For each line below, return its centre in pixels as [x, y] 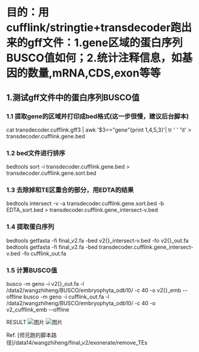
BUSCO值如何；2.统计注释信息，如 [94, 58]
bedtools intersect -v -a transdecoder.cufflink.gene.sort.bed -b [85, 203]
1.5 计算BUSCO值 [32, 270]
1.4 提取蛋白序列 [30, 227]
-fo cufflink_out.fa [44, 253]
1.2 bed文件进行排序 [36, 153]
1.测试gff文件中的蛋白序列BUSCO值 [73, 97]
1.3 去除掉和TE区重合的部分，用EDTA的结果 [70, 190]
